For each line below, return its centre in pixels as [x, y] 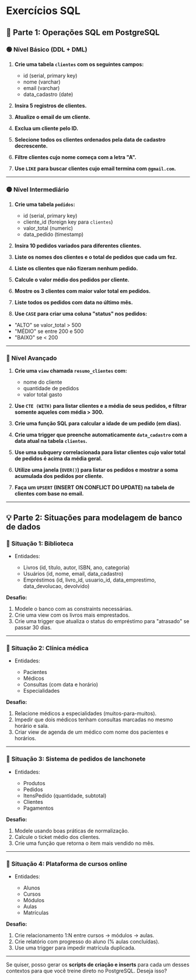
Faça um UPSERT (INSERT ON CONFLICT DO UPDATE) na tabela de [94, 487]
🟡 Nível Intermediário [37, 190]
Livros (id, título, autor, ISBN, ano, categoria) [76, 568]
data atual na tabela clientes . [51, 441]
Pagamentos [38, 808]
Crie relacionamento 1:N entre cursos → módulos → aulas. [84, 936]
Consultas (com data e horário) [61, 685]
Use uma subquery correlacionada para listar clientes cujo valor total [100, 452]
